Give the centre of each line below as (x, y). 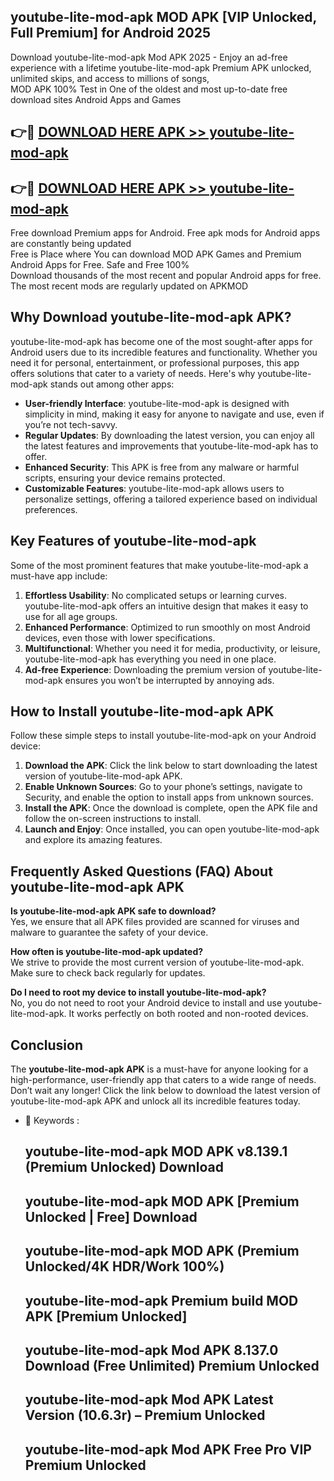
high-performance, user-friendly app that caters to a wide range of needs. (163, 1080)
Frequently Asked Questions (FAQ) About (141, 871)
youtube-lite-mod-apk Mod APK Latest (149, 1400)
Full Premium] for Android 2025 (110, 33)
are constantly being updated (71, 244)
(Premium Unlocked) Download (124, 1167)
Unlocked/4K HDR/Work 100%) (124, 1266)
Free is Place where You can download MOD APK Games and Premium (156, 254)
